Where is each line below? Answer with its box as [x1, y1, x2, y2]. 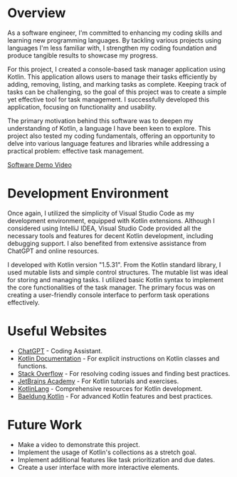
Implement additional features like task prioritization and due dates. [17, 455, 216, 463]
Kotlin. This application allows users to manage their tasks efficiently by [7, 73, 217, 81]
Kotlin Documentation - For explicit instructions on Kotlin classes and [17, 354, 220, 363]
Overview [7, 5, 66, 21]
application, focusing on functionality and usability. [7, 102, 157, 111]
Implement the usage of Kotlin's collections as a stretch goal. [17, 448, 197, 456]
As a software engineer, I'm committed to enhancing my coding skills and [7, 28, 223, 37]
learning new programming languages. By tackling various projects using [7, 36, 222, 44]
